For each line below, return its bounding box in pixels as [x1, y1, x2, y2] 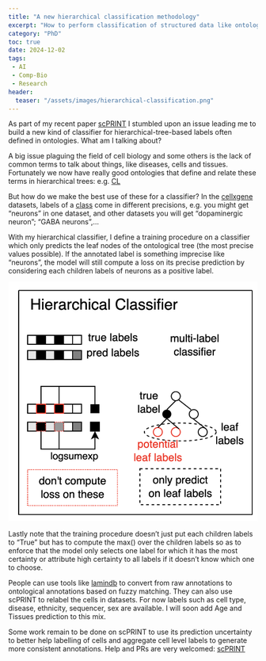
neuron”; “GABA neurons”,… [8, 217, 100, 227]
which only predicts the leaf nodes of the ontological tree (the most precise [8, 241, 254, 250]
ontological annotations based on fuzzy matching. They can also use [8, 586, 233, 596]
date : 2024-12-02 [8, 46, 66, 55]
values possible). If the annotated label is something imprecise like [8, 250, 226, 259]
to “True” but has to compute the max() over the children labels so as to [8, 537, 241, 547]
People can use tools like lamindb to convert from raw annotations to [8, 579, 233, 588]
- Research [11, 79, 47, 87]
